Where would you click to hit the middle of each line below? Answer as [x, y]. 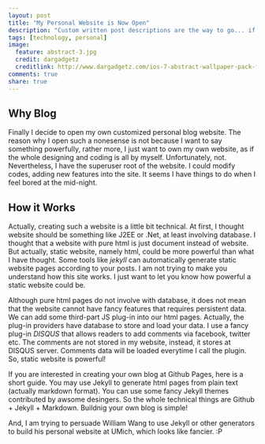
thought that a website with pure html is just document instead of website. [129, 243]
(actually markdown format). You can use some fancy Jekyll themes [119, 391]
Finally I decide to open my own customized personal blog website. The [125, 132]
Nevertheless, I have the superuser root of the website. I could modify [122, 166]
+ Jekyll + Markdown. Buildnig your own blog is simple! [98, 408]
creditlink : [35, 67]
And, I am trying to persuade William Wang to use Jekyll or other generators [131, 423]
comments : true [33, 74]
